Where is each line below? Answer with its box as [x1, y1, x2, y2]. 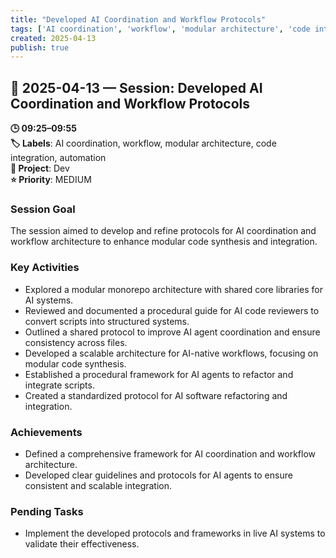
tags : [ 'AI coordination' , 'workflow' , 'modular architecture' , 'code [10, 24, 311, 34]
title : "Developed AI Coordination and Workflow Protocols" [10, 14, 267, 25]
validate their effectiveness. [24, 538, 140, 550]
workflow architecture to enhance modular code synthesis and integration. [10, 236, 318, 248]
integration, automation [10, 152, 107, 164]
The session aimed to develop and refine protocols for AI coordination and [10, 225, 317, 237]
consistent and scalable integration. [24, 479, 173, 491]
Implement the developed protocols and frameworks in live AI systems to [24, 527, 326, 540]
